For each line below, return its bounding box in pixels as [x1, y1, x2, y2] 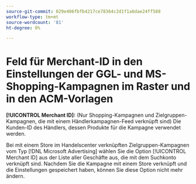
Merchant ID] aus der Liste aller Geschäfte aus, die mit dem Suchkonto [6, 154, 177, 161]
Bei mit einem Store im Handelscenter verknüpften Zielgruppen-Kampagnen [6, 141, 190, 149]
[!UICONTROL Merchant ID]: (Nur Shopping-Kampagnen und [6, 112, 154, 119]
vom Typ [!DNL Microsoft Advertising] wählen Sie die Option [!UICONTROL [6, 148, 187, 155]
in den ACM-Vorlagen [6, 92, 114, 106]
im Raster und [122, 80, 191, 93]
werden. [6, 130, 26, 137]
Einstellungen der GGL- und [6, 68, 143, 81]
